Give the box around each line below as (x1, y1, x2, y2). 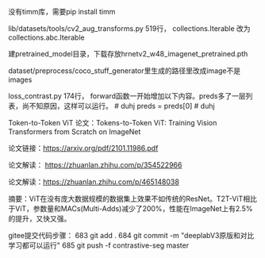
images (8, 75, 33, 84)
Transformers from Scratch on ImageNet (8, 127, 141, 137)
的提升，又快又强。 (8, 214, 71, 223)
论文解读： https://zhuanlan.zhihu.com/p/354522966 (8, 160, 182, 169)
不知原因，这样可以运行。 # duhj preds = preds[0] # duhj (29, 102, 216, 110)
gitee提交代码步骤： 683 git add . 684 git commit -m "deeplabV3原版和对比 (8, 231, 255, 240)
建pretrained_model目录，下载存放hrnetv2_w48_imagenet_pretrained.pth (8, 49, 248, 58)
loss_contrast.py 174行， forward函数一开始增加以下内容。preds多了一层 (8, 91, 246, 101)
